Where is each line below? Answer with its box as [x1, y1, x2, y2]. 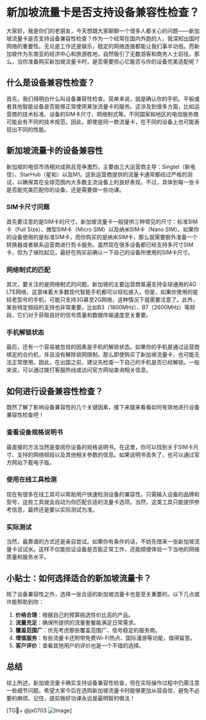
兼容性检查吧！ [6, 411, 44, 418]
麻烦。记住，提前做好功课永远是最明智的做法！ [17, 694, 135, 702]
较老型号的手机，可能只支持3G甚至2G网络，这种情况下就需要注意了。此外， [6, 296, 199, 303]
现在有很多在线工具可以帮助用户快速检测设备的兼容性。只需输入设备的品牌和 [6, 490, 200, 498]
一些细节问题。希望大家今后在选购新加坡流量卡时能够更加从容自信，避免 [6, 686, 189, 694]
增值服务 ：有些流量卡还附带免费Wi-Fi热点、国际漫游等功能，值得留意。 [15, 634, 196, 641]
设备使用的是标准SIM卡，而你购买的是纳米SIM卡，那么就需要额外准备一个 [11, 233, 198, 240]
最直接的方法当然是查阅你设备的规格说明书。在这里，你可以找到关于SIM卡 [6, 443, 194, 450]
